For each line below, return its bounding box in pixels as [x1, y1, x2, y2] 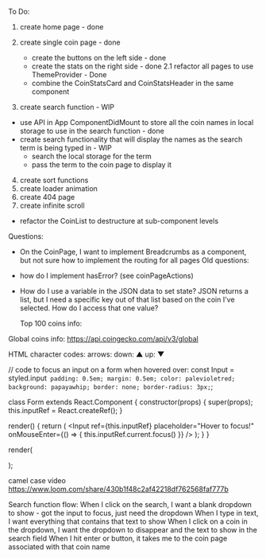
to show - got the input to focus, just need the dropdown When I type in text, [8, 509, 259, 517]
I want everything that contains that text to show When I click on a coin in [8, 517, 248, 526]
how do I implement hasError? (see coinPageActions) [19, 271, 195, 280]
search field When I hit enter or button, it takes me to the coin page [8, 533, 228, 543]
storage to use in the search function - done [19, 127, 164, 135]
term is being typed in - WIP [19, 143, 113, 152]
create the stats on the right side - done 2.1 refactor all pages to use [31, 61, 254, 71]
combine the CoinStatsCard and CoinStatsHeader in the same [31, 79, 234, 88]
